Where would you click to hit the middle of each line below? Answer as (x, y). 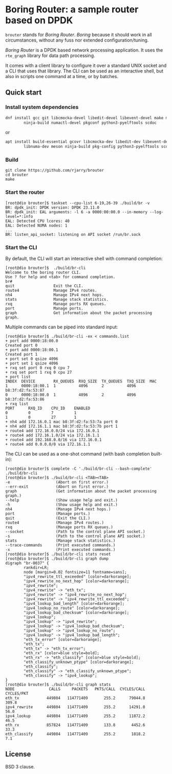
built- (156, 454)
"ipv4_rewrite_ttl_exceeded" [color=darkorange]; (78, 577)
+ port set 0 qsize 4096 (32, 359)
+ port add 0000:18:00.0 (32, 341)
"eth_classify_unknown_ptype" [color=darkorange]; (79, 662)
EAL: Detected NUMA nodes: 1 (36, 225)
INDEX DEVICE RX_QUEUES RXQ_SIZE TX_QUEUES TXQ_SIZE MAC (81, 381)
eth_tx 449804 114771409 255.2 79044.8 (75, 698)
